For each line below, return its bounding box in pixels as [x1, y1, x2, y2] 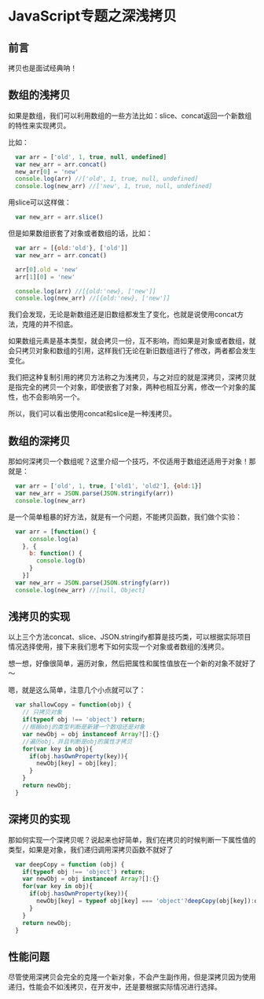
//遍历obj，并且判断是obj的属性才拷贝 [22, 737, 133, 746]
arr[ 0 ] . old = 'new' [15, 265, 79, 274]
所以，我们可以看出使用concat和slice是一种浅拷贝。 [8, 409, 177, 418]
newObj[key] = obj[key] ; [36, 760, 118, 768]
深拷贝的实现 [8, 813, 71, 826]
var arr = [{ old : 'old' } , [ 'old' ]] [15, 245, 128, 253]
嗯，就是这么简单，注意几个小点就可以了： [8, 685, 146, 695]
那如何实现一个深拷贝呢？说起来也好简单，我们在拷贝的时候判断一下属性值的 [8, 835, 256, 844]
